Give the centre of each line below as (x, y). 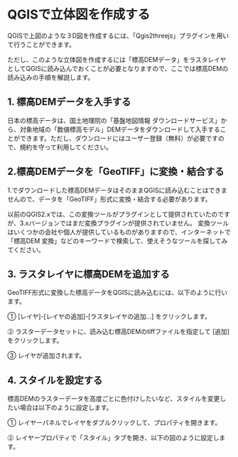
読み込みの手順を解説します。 (51, 77)
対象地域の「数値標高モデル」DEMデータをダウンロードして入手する (120, 129)
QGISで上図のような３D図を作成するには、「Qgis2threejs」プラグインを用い (118, 36)
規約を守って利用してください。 (66, 147)
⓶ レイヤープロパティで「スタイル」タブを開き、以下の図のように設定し (113, 438)
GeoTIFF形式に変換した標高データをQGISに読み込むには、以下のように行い (118, 293)
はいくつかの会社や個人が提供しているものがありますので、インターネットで (119, 232)
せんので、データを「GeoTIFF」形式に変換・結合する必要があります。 (109, 199)
